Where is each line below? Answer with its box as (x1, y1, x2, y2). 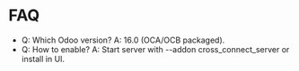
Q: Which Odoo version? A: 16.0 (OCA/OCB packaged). (21, 35, 225, 45)
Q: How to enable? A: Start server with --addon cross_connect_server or (21, 43, 290, 54)
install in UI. (21, 53, 65, 64)
